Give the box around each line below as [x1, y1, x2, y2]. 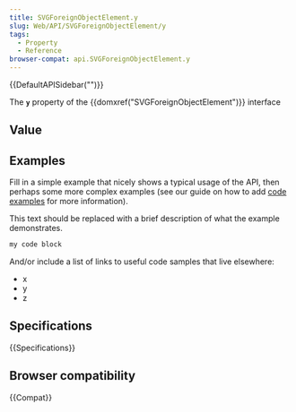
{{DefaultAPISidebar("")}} [9, 80, 104, 90]
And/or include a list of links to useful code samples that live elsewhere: [9, 256, 275, 267]
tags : [9, 30, 30, 39]
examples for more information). [9, 196, 128, 207]
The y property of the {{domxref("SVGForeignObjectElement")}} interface [9, 97, 281, 107]
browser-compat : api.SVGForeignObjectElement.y [9, 55, 191, 64]
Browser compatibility [9, 368, 136, 383]
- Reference [17, 47, 63, 56]
